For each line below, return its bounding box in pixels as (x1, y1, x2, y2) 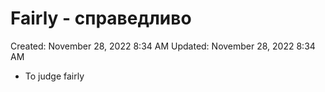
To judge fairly (24, 70, 85, 82)
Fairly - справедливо (10, 7, 192, 30)
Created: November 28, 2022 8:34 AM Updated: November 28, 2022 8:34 (10, 40, 316, 52)
